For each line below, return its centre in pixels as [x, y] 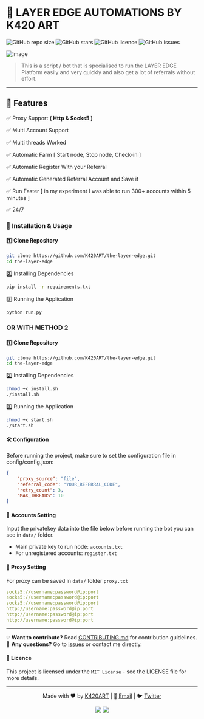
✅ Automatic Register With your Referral [57, 167]
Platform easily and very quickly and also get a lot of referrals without [108, 72]
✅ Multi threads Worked [36, 142]
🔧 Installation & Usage [39, 225]
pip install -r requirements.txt [49, 287]
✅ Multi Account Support [38, 130]
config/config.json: [30, 462]
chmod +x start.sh [29, 420]
